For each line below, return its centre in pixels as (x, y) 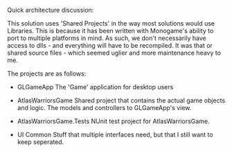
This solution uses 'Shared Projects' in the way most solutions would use (111, 23)
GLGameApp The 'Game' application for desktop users (95, 87)
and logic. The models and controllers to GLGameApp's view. (104, 108)
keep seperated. (41, 142)
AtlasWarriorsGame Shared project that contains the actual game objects (121, 100)
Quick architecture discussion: (51, 10)
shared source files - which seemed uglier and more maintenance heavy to (114, 53)
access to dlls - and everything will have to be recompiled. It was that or (110, 45)
